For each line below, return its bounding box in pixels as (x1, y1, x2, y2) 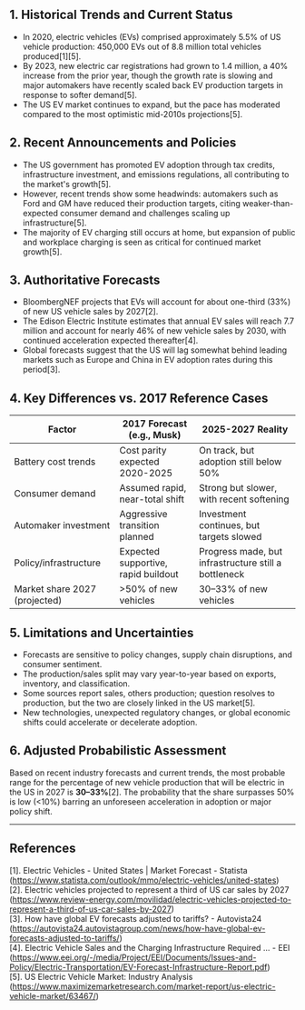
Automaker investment (14, 519, 111, 532)
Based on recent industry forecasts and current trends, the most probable (9, 767, 286, 778)
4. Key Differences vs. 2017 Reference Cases (9, 390, 269, 405)
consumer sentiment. (22, 659, 103, 670)
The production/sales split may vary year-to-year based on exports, (22, 668, 277, 680)
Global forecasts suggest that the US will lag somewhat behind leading (22, 345, 288, 355)
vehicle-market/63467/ (9, 990, 97, 1001)
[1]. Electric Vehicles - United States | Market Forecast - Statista (9, 865, 248, 875)
